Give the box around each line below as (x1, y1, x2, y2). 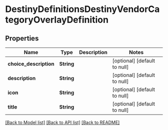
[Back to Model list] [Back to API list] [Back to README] (5, 119, 120, 125)
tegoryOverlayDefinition (5, 14, 109, 25)
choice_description (7, 60, 55, 67)
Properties (5, 34, 39, 42)
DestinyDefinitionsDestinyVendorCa (5, 3, 160, 15)
